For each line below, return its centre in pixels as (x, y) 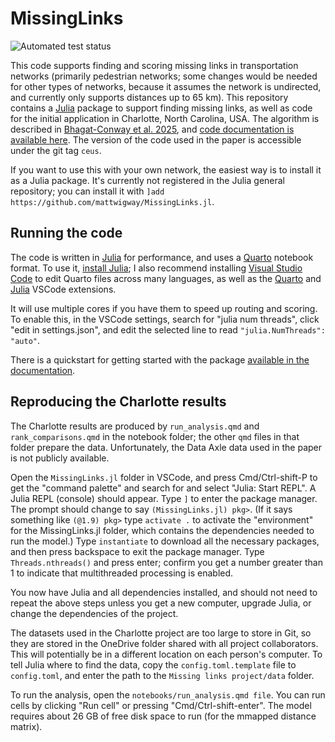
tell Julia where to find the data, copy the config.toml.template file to (153, 664)
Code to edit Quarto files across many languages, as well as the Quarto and (166, 278)
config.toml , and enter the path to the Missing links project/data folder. (162, 675)
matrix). (26, 726)
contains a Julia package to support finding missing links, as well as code (161, 108)
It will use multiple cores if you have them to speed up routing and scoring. (164, 308)
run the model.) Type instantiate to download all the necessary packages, (165, 541)
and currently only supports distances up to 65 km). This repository (149, 97)
